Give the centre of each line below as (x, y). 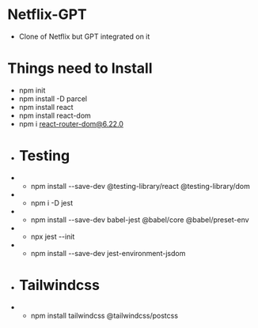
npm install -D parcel (53, 98)
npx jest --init (53, 236)
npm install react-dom (55, 115)
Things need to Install (80, 68)
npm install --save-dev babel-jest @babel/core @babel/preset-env (140, 220)
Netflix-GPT (47, 15)
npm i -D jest (51, 202)
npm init (32, 90)
